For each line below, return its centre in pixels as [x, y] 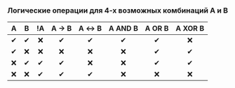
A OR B [157, 29]
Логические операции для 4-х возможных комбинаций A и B [118, 10]
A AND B [123, 29]
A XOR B [190, 29]
